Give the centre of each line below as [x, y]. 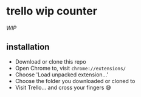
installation [28, 47]
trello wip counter [52, 11]
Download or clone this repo [50, 61]
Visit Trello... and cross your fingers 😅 [63, 87]
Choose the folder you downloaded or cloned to [75, 81]
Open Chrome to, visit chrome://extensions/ [70, 68]
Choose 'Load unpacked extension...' [61, 75]
